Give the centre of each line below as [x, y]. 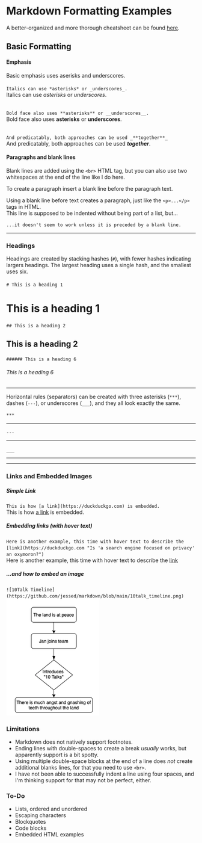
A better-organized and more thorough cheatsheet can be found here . [93, 28]
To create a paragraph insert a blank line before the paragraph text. [90, 188]
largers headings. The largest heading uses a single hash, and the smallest [99, 265]
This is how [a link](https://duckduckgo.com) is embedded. [83, 506]
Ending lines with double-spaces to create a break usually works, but [101, 749]
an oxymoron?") [25, 554]
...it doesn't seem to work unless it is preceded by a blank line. [94, 225]
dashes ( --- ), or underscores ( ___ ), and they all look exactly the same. [93, 403]
